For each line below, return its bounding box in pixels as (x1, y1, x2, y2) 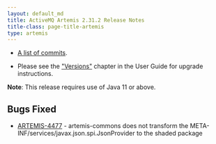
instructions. (17, 70, 54, 78)
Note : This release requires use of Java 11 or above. (7, 83, 156, 91)
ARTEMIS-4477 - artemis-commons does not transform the (17, 122, 189, 130)
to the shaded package (136, 129, 203, 138)
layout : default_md (7, 10, 64, 17)
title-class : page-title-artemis (7, 23, 105, 30)
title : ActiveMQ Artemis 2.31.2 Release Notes (7, 17, 145, 24)
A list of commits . (17, 49, 68, 57)
